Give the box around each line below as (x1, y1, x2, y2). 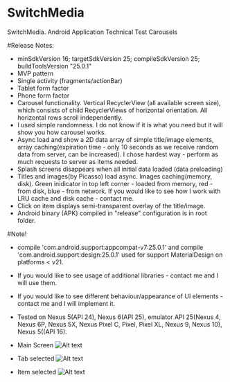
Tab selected (17, 354, 55, 363)
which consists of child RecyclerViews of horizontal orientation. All (17, 106, 208, 114)
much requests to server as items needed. (17, 157, 139, 165)
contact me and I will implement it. (17, 299, 116, 307)
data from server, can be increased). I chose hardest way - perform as (17, 150, 218, 158)
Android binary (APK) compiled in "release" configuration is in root (17, 209, 208, 217)
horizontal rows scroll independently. (17, 113, 123, 122)
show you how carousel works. (17, 128, 106, 136)
